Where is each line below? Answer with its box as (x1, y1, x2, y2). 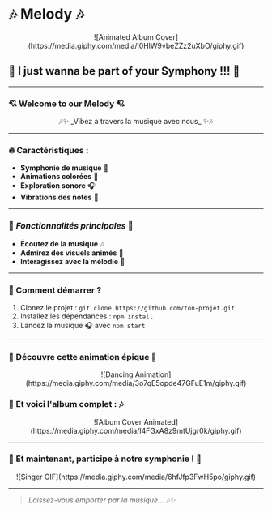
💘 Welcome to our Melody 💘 (8, 98, 125, 109)
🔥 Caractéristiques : (8, 144, 89, 156)
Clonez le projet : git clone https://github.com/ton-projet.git (19, 302, 236, 312)
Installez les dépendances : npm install (19, 311, 154, 321)
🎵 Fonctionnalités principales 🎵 (8, 220, 134, 232)
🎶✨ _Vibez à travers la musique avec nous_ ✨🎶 (58, 117, 214, 126)
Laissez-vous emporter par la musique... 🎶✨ (28, 495, 176, 505)
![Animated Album (93, 32, 154, 41)
